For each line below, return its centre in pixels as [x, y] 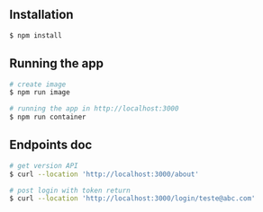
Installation [41, 15]
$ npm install [36, 35]
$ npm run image [40, 93]
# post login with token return [70, 190]
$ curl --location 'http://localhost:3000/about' [104, 174]
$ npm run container [48, 117]
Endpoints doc [51, 145]
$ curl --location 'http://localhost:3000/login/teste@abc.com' [132, 199]
